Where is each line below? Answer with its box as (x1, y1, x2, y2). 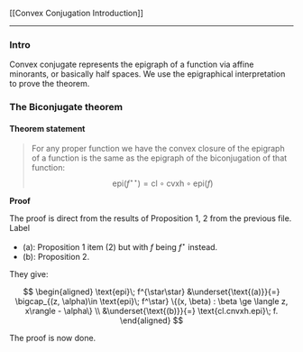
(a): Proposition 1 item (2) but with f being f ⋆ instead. (22, 240, 218, 252)
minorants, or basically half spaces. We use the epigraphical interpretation (9, 69, 286, 79)
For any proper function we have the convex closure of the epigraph (31, 144, 286, 154)
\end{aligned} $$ (119, 315, 184, 326)
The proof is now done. (9, 332, 96, 343)
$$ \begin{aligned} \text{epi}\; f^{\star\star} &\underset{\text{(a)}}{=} (23, 286, 280, 297)
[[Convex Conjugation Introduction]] (9, 8, 144, 18)
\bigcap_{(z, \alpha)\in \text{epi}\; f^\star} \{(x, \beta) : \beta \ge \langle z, (14, 295, 289, 306)
